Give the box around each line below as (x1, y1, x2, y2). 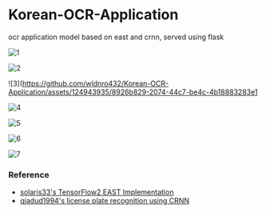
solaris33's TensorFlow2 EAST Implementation (19, 187, 174, 197)
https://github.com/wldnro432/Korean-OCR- (22, 78, 169, 88)
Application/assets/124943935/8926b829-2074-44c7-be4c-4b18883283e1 (8, 86, 258, 97)
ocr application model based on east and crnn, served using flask (8, 32, 224, 42)
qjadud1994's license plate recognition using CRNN (19, 196, 190, 206)
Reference (8, 169, 50, 180)
